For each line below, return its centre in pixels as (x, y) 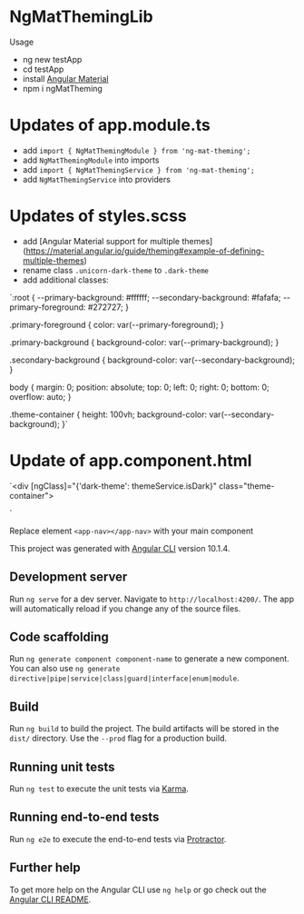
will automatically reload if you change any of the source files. (125, 608)
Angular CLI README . (50, 899)
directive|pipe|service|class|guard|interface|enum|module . (124, 678)
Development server (69, 577)
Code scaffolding (59, 636)
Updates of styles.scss (98, 216)
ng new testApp (52, 59)
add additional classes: (65, 280)
